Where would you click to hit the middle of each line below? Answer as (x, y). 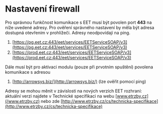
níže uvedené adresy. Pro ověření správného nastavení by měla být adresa (80, 27)
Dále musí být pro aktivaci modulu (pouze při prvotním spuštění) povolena (79, 67)
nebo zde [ (52, 101)
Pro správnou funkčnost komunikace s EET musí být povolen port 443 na (78, 22)
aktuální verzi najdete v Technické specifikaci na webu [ (61, 96)
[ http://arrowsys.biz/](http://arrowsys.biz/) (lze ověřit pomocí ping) (79, 81)
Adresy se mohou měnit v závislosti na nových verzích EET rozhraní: (73, 91)
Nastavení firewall (43, 9)
